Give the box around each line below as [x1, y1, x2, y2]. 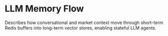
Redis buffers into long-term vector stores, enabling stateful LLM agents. [5, 24, 156, 30]
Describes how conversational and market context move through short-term [5, 19, 163, 25]
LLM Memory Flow [5, 3, 84, 14]
